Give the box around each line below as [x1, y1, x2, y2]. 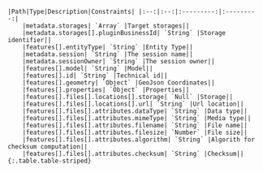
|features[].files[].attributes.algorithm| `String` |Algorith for [22, 136, 255, 144]
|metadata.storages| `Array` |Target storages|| [22, 22, 190, 30]
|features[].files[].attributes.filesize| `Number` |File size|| [22, 128, 248, 136]
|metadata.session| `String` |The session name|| [22, 50, 194, 58]
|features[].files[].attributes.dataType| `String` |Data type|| [22, 107, 248, 115]
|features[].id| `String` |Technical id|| [22, 71, 168, 80]
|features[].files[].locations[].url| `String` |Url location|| [22, 100, 244, 108]
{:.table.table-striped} [7, 157, 92, 165]
